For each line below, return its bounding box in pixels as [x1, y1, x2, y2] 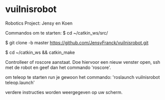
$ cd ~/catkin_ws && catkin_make [5, 49, 75, 55]
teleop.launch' [5, 79, 35, 85]
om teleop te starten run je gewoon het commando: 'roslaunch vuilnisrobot [5, 74, 160, 80]
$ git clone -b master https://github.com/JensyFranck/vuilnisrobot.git [5, 39, 149, 46]
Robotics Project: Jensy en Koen [5, 20, 73, 26]
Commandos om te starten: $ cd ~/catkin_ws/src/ [5, 30, 108, 36]
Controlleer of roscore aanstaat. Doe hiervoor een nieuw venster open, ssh [5, 59, 160, 65]
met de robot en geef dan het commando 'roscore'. [5, 64, 111, 70]
